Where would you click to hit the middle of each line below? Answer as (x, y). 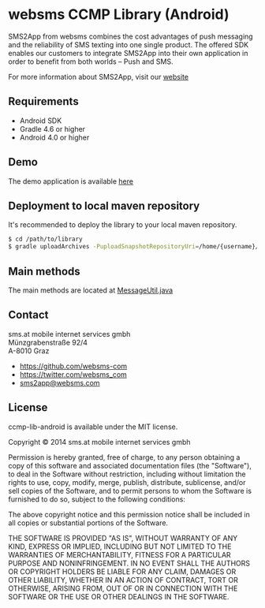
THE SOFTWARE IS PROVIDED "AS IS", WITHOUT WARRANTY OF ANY (123, 538)
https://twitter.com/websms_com (73, 374)
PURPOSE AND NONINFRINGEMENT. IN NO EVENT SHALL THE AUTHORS (129, 563)
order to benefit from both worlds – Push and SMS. (91, 62)
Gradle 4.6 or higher (52, 129)
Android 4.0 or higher (54, 137)
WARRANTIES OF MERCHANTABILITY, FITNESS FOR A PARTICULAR (119, 554)
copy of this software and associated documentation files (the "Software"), (130, 465)
